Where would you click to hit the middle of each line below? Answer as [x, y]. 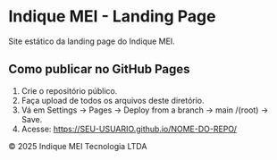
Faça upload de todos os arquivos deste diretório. [113, 100]
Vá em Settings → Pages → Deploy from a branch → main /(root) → [145, 110]
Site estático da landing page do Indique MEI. [92, 41]
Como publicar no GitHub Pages [99, 69]
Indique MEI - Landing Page [112, 17]
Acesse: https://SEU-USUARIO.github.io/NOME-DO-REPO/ [129, 129]
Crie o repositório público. [69, 90]
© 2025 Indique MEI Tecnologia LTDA [78, 146]
